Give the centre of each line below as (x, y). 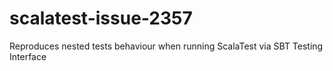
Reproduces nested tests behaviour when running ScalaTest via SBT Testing (166, 46)
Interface (28, 56)
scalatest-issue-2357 (101, 18)
